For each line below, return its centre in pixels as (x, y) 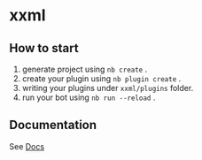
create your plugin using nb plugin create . (101, 79)
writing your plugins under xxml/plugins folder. (108, 88)
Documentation (53, 125)
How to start (44, 48)
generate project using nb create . (85, 69)
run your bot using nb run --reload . (89, 97)
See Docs (27, 146)
